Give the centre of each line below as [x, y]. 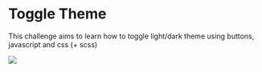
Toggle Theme [57, 14]
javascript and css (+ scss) [53, 44]
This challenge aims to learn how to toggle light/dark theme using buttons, [131, 36]
